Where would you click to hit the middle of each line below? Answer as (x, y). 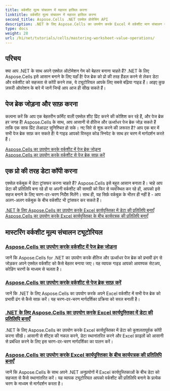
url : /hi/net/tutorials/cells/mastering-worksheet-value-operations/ (80, 38)
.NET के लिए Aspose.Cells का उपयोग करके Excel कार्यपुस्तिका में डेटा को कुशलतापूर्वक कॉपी (83, 330)
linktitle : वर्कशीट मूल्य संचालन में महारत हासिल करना (51, 15)
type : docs (17, 29)
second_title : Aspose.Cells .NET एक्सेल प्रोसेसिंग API (57, 19)
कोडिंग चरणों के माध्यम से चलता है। (34, 269)
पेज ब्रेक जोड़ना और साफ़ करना (41, 104)
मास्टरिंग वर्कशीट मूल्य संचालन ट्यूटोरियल (54, 232)
